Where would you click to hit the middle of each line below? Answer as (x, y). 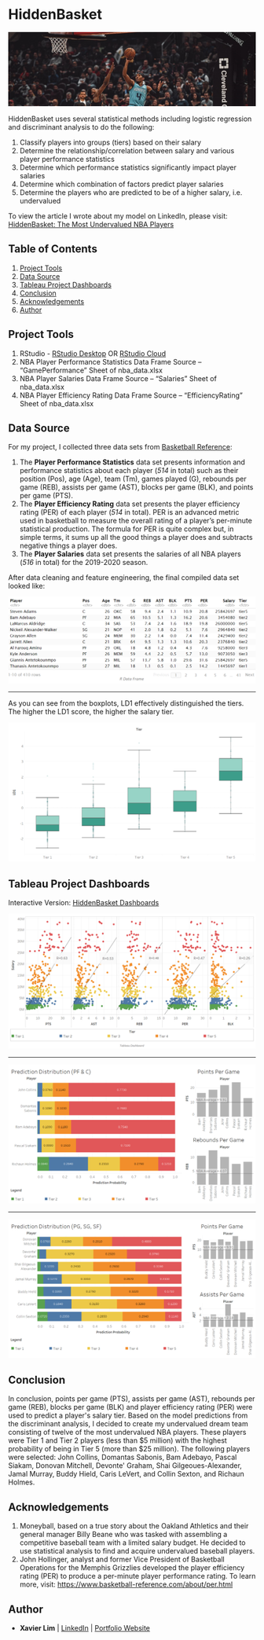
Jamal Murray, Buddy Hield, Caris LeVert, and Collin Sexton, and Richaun (126, 1474)
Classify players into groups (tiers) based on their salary (110, 142)
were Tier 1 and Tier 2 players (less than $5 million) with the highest (118, 1440)
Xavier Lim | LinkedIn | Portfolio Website (85, 1628)
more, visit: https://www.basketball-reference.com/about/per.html (126, 1584)
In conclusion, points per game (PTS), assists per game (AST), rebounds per (132, 1399)
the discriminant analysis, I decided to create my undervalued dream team (128, 1424)
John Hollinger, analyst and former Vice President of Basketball (122, 1559)
